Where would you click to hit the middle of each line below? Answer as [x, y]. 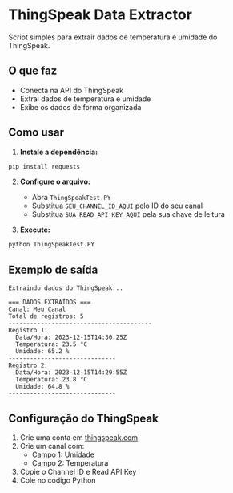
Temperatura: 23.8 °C [52, 380]
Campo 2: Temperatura [70, 462]
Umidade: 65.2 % [42, 352]
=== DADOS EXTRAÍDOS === [50, 303]
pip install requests [44, 166]
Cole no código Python [58, 480]
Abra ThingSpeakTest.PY [71, 198]
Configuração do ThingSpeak [83, 418]
